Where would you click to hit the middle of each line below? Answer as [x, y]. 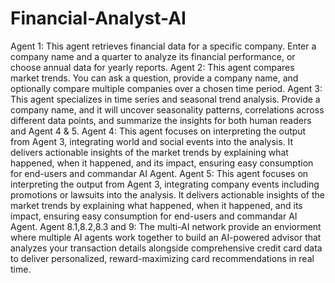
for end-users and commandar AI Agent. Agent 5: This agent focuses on [159, 173]
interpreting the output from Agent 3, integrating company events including [165, 184]
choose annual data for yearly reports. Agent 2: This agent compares [152, 67]
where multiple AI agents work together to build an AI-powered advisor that [166, 237]
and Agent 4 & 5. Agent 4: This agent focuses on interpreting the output [158, 131]
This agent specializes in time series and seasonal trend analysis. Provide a [165, 99]
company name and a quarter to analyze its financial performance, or [153, 56]
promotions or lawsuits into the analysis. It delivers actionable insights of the [168, 194]
